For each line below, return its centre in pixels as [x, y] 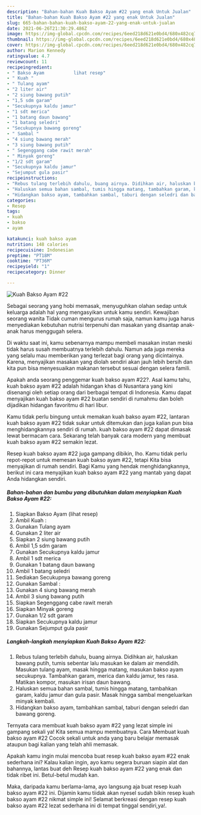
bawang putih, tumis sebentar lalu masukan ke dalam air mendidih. [97, 663]
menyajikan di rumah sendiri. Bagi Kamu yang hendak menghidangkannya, [98, 466]
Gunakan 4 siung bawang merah [55, 590]
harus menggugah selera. [51, 331]
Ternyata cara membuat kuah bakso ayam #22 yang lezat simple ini [90, 725]
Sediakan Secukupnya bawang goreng [63, 577]
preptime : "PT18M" [30, 255]
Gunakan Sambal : [38, 584]
